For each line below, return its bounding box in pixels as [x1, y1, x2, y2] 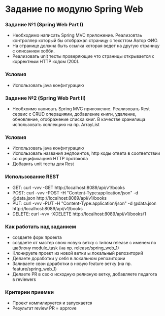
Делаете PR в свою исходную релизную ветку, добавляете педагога [12, 271, 158, 277]
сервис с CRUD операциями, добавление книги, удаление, [12, 111, 137, 117]
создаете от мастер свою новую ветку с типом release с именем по [12, 239, 157, 245]
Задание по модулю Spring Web [5, 3, 144, 15]
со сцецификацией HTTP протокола [12, 156, 88, 162]
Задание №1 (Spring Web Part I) [5, 21, 84, 28]
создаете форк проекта [12, 234, 62, 240]
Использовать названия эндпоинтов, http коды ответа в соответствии [12, 150, 160, 156]
